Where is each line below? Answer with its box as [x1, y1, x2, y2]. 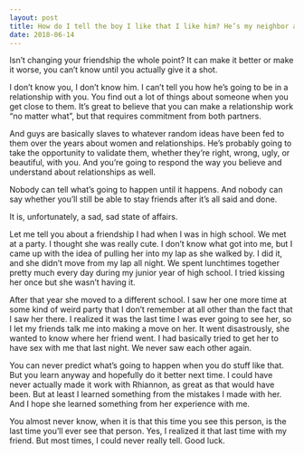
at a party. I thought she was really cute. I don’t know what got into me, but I [9, 239, 293, 250]
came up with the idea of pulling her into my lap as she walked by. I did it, [9, 248, 283, 259]
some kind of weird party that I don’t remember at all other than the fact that [9, 304, 293, 315]
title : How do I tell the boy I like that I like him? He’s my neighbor [9, 22, 290, 31]
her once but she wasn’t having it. [9, 277, 136, 288]
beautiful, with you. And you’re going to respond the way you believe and [9, 157, 282, 168]
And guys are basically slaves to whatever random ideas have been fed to [9, 128, 285, 139]
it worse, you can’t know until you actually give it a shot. [9, 64, 218, 75]
